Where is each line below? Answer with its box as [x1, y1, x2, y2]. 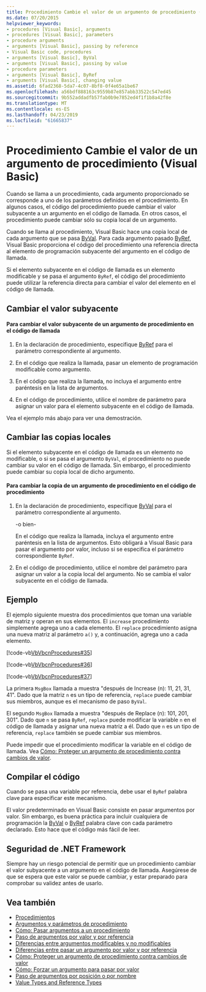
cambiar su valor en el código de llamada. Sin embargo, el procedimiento [6, 461, 191, 469]
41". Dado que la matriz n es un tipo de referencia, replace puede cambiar [6, 691, 193, 698]
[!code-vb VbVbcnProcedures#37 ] [6, 672, 93, 680]
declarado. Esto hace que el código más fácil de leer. [6, 826, 140, 833]
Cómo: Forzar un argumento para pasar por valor [15, 966, 140, 973]
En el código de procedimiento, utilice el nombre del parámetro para [15, 564, 188, 571]
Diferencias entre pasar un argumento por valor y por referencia [15, 946, 177, 954]
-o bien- [15, 520, 37, 528]
